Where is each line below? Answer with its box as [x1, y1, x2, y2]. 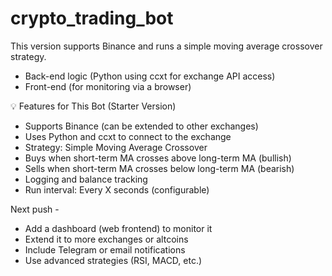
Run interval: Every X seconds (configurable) [24, 183, 210, 196]
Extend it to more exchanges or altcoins [24, 233, 189, 245]
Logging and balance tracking [24, 173, 148, 185]
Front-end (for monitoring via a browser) [24, 80, 192, 92]
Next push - [10, 203, 60, 215]
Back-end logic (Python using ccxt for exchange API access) [24, 70, 276, 82]
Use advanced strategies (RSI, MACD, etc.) [24, 254, 203, 266]
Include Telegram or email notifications [24, 243, 186, 256]
